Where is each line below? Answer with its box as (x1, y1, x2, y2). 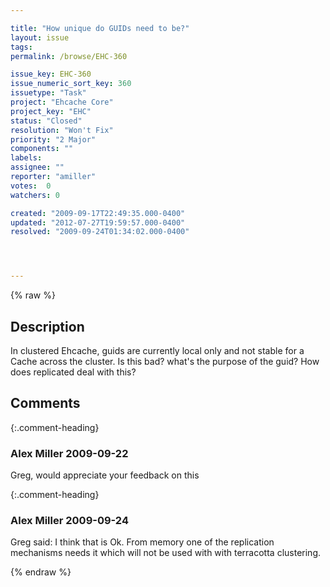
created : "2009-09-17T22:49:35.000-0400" (10, 208, 186, 218)
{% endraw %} (10, 566, 72, 578)
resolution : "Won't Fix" (10, 125, 114, 135)
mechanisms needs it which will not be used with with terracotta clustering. (10, 547, 321, 559)
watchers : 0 (10, 190, 60, 200)
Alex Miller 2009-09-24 (10, 513, 129, 527)
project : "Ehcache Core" (10, 97, 114, 107)
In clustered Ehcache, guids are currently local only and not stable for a (10, 344, 305, 356)
